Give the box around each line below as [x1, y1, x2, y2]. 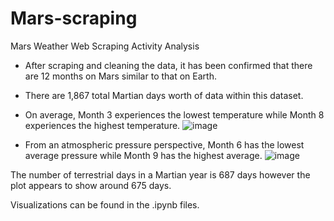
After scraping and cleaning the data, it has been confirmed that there [24, 59, 313, 71]
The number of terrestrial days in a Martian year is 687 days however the [10, 168, 311, 181]
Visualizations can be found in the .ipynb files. [10, 198, 200, 211]
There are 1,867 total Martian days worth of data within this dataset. [24, 89, 304, 101]
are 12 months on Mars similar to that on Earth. [24, 70, 217, 82]
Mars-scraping [10, 7, 138, 30]
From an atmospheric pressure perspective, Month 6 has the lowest [24, 138, 305, 151]
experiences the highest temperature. [24, 119, 181, 131]
